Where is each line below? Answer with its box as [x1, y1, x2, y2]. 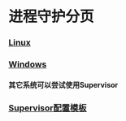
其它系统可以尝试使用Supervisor [8, 80, 119, 89]
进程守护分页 [8, 7, 95, 26]
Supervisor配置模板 [8, 102, 87, 114]
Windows [8, 58, 47, 70]
